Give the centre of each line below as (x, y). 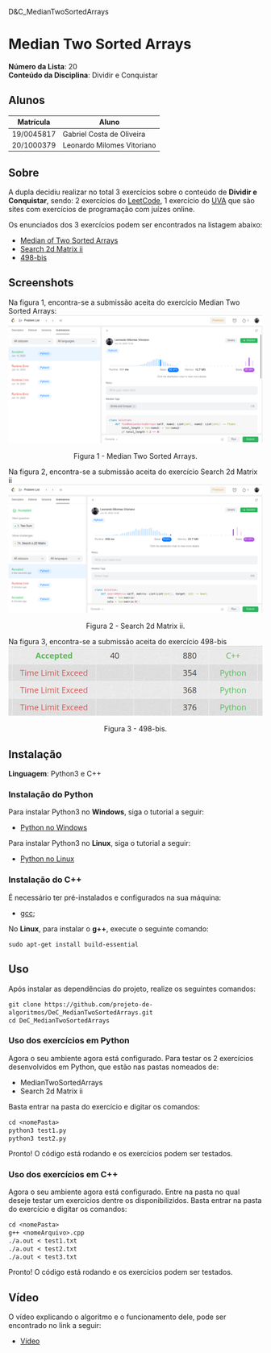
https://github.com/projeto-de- (98, 1004)
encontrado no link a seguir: (55, 1325)
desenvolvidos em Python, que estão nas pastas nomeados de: (114, 1067)
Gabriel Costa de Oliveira (104, 134)
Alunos (27, 100)
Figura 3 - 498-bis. (135, 729)
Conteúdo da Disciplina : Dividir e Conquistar (83, 75)
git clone (25, 1004)
